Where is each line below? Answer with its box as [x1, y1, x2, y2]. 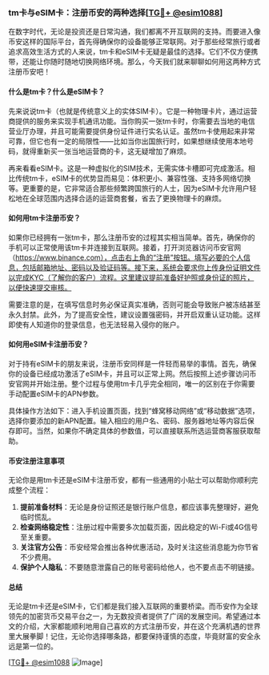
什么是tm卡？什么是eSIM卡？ [8, 87, 106, 96]
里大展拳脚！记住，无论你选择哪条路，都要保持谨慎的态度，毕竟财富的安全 [8, 632, 254, 641]
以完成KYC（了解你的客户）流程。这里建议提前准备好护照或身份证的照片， [8, 273, 255, 282]
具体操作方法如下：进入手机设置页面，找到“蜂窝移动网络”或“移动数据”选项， [8, 406, 259, 415]
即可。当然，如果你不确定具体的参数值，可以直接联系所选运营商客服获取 [14, 426, 254, 435]
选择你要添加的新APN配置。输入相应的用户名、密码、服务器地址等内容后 [8, 415, 248, 426]
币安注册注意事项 [8, 455, 65, 466]
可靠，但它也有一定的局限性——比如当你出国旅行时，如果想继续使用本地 [8, 136, 247, 146]
